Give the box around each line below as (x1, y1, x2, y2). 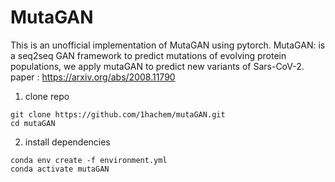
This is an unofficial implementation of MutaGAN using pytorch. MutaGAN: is (10, 39, 326, 51)
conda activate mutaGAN (10, 164, 110, 174)
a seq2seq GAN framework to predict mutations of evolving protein (10, 49, 287, 61)
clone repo (24, 90, 70, 102)
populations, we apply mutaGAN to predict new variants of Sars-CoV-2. (10, 60, 305, 72)
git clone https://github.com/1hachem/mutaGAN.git (10, 109, 226, 120)
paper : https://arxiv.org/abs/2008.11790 (10, 71, 176, 83)
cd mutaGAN (10, 118, 56, 128)
